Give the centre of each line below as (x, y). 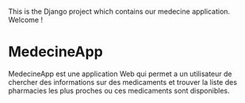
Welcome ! (26, 20)
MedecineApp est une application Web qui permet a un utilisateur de (120, 74)
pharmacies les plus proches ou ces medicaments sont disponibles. (119, 90)
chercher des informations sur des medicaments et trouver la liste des (123, 82)
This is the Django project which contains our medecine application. (119, 11)
